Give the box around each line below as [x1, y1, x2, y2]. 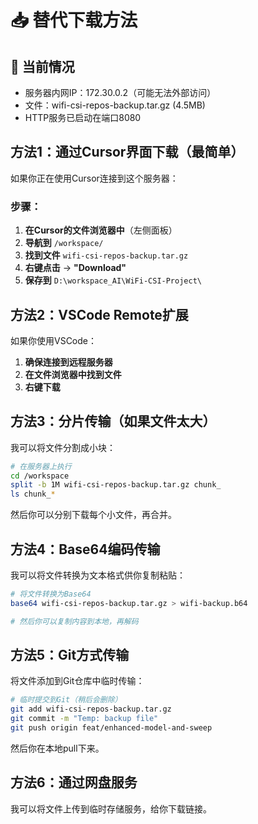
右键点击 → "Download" [24, 262, 127, 274]
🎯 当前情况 [10, 58, 75, 75]
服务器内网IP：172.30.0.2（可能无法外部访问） [24, 87, 217, 98]
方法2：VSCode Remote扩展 [10, 306, 189, 323]
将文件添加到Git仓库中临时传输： [10, 675, 145, 687]
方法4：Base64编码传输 [10, 541, 161, 558]
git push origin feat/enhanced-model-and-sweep [10, 723, 213, 733]
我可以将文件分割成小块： [10, 441, 116, 453]
